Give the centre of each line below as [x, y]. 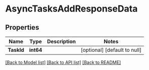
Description [61, 42]
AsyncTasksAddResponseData [71, 9]
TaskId [16, 50]
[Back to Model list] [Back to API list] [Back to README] [63, 62]
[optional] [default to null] [111, 50]
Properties [22, 27]
